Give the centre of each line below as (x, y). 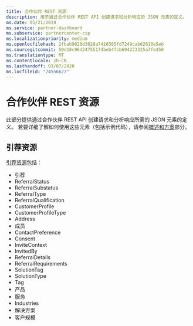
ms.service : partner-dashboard (44, 28)
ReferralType (30, 194)
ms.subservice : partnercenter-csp (48, 33)
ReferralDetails (33, 257)
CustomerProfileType (40, 213)
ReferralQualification (39, 200)
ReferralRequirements (41, 264)
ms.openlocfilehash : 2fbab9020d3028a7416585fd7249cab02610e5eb (85, 45)
